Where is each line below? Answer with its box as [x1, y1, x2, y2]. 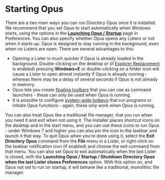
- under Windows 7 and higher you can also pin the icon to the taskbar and [5, 127, 157, 133]
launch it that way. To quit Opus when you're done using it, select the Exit [5, 133, 155, 139]
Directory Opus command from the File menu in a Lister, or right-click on [5, 138, 154, 144]
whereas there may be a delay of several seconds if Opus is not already [12, 76, 158, 82]
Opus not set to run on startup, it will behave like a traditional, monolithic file [5, 164, 159, 170]
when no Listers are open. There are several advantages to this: [5, 46, 134, 52]
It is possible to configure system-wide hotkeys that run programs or [12, 97, 152, 103]
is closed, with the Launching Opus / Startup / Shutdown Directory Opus [5, 153, 155, 159]
